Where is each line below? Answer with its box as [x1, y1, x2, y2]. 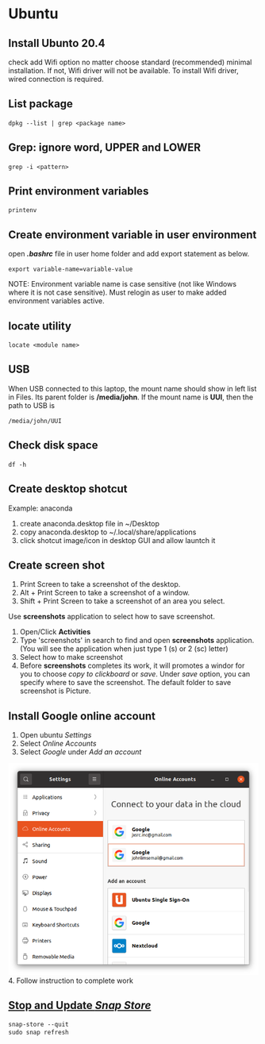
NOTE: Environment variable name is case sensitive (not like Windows [8, 279, 236, 289]
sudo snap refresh [8, 1029, 69, 1037]
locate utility [8, 319, 71, 333]
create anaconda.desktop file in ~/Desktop [19, 518, 160, 528]
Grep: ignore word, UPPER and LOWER [8, 141, 201, 155]
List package [8, 97, 74, 111]
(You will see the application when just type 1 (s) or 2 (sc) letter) [19, 644, 229, 653]
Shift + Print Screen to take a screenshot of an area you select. [19, 596, 225, 606]
